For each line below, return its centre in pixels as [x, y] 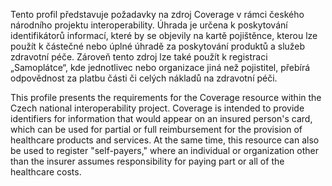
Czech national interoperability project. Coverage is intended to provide [157, 108]
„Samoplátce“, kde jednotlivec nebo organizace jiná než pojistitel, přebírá [160, 67]
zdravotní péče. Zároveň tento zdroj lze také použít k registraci [139, 57]
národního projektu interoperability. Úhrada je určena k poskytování [149, 25]
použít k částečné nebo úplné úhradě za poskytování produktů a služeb [158, 46]
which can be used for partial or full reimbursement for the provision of [156, 129]
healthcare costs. [46, 172]
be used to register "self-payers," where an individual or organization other [165, 150]
